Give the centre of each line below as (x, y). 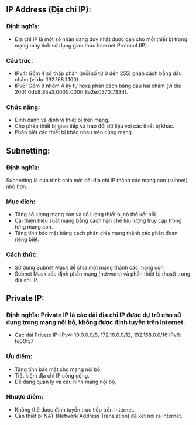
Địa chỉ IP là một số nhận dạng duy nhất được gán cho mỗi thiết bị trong (101, 39)
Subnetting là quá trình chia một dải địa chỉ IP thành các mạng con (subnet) (97, 180)
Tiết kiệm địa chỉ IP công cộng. (52, 375)
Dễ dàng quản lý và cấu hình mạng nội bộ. (66, 382)
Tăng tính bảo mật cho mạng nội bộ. (58, 369)
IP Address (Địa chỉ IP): (49, 10)
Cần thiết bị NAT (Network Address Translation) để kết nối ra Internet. (98, 416)
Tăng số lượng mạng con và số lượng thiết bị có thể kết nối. (86, 215)
